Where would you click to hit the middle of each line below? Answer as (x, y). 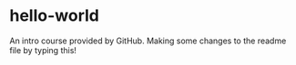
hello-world (55, 16)
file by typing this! (43, 50)
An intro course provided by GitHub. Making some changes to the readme (148, 41)
